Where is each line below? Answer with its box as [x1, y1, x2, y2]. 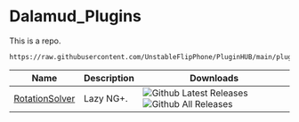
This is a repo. [9, 35, 61, 46]
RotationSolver [13, 92, 76, 104]
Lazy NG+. [83, 92, 128, 104]
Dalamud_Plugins [9, 6, 142, 27]
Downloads [190, 72, 238, 84]
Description [83, 72, 135, 84]
